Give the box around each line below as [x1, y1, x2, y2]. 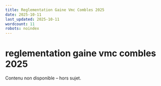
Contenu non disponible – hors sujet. [5, 75, 82, 81]
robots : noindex [5, 26, 39, 31]
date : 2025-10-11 [5, 12, 42, 17]
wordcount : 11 [5, 21, 35, 27]
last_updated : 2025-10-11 [5, 17, 59, 22]
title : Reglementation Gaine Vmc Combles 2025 [5, 7, 105, 13]
